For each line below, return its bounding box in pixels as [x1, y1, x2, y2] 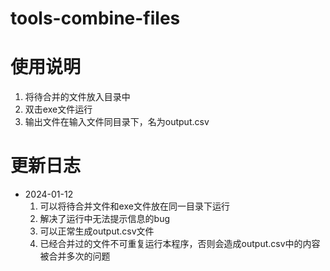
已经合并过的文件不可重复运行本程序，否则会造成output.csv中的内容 [39, 238, 321, 250]
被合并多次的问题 [39, 250, 111, 262]
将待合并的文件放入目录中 [24, 91, 131, 103]
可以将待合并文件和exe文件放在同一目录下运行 [39, 200, 230, 212]
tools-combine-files [10, 7, 181, 30]
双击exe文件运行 [24, 103, 93, 116]
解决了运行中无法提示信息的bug [39, 213, 171, 225]
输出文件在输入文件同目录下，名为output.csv [24, 116, 210, 128]
